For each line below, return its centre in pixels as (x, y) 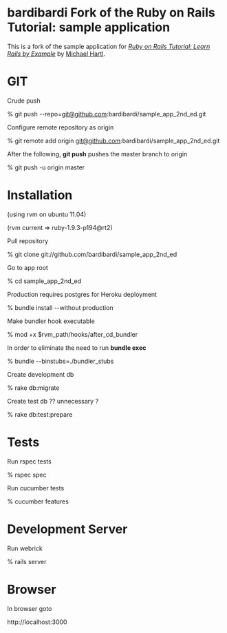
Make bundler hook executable (51, 321)
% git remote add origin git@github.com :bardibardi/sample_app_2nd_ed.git (113, 141)
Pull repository (28, 241)
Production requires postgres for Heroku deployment (82, 294)
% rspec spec (27, 475)
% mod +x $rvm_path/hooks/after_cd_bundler (73, 334)
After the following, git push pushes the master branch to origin (97, 154)
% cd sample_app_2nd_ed (44, 281)
